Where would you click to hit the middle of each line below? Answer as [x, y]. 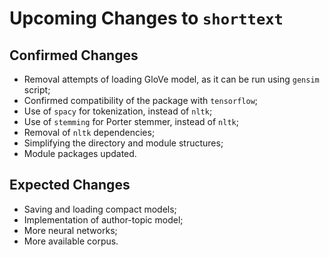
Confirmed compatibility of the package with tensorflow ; [141, 100]
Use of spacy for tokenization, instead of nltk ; [118, 111]
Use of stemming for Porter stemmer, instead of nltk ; [131, 121]
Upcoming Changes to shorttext [146, 18]
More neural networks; [70, 230]
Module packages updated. [80, 153]
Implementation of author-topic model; [103, 219]
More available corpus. [71, 241]
